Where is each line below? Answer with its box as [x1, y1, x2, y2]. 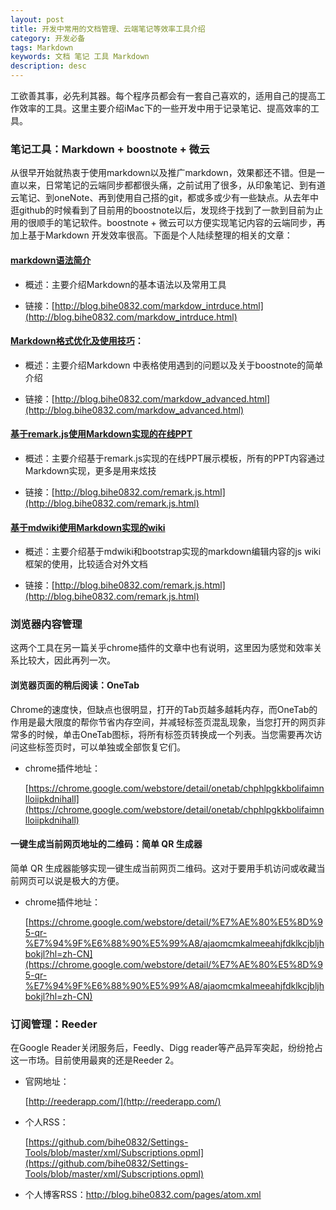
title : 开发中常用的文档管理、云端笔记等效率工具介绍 [10, 24, 206, 34]
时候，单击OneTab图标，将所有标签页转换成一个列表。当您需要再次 [36, 728, 314, 740]
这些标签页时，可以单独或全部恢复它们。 [18, 741, 186, 753]
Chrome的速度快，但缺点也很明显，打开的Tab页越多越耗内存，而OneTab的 [10, 703, 318, 715]
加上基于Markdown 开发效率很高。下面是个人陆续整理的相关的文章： [10, 229, 293, 241]
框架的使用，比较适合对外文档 [24, 558, 148, 570]
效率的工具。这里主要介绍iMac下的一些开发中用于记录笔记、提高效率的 [18, 102, 311, 114]
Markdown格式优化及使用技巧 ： [10, 335, 144, 347]
